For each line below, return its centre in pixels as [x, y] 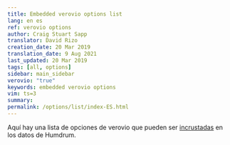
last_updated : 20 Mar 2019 [47, 61]
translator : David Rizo [43, 41]
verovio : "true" [31, 80]
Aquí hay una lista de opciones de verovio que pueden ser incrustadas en [115, 127]
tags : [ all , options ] [40, 67]
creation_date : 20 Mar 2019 [49, 47]
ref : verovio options [40, 27]
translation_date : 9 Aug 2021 [52, 54]
